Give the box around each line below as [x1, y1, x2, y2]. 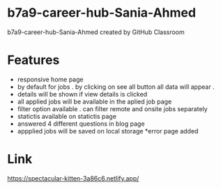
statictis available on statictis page [17, 112, 117, 120]
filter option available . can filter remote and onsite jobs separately [17, 104, 208, 113]
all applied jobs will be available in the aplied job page [17, 97, 172, 106]
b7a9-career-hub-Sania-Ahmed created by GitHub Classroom [7, 28, 185, 36]
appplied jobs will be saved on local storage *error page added [17, 126, 199, 135]
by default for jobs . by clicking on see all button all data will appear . [17, 82, 215, 91]
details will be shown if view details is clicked [17, 90, 148, 98]
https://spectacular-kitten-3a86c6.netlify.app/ [7, 174, 139, 182]
